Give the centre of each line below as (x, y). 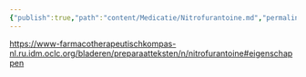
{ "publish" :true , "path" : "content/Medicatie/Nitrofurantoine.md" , (136, 18)
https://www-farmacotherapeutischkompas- (93, 43)
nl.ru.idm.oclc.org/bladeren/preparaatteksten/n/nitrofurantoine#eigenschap (151, 53)
